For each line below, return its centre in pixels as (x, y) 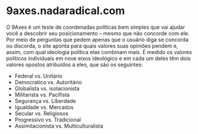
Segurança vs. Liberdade (45, 101)
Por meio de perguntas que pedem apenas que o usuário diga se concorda (98, 39)
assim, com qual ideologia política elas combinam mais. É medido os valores (99, 52)
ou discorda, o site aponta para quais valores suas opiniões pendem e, (92, 46)
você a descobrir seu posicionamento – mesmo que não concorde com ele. (98, 33)
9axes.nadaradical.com (66, 11)
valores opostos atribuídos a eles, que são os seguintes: (74, 64)
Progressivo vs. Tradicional (48, 119)
